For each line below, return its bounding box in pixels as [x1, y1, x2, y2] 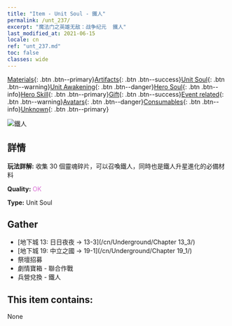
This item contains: [7, 294, 93, 306]
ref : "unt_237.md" [7, 43, 61, 50]
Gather [7, 218, 39, 230]
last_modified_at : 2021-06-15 [7, 29, 96, 37]
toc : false [7, 50, 39, 57]
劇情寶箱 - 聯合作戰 [17, 264, 74, 273]
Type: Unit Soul [7, 198, 53, 207]
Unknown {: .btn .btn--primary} [20, 104, 109, 113]
